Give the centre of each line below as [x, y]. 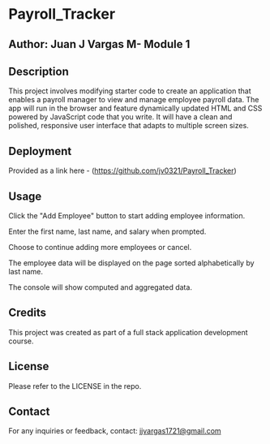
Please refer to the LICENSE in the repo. [75, 386]
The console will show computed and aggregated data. [101, 287]
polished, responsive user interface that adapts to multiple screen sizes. [129, 126]
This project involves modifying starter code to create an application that [130, 91]
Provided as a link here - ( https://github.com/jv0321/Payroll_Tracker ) [122, 170]
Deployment [40, 151]
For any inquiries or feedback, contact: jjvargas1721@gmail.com [115, 431]
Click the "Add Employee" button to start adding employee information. [127, 216]
